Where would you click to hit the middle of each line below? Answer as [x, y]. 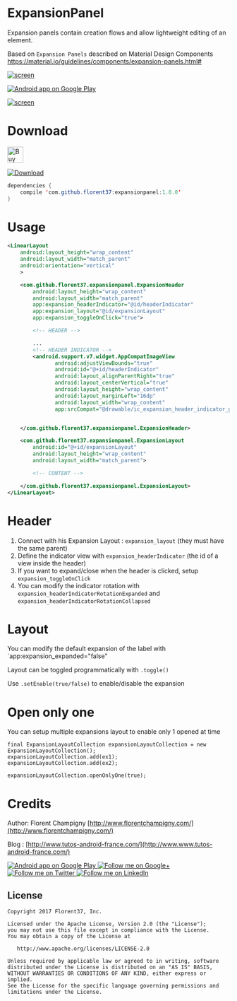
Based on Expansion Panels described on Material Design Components [110, 54]
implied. [20, 980]
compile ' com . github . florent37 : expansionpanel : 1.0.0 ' [101, 192]
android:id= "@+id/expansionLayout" [85, 447]
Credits [29, 803]
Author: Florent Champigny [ [49, 823]
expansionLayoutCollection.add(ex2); [63, 763]
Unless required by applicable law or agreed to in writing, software [113, 961]
